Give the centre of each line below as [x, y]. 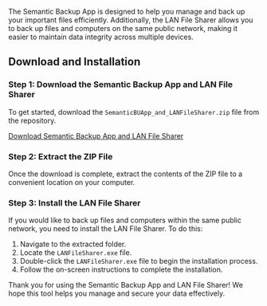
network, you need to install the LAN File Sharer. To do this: [106, 229]
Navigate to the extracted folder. [73, 244]
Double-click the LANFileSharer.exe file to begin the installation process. [139, 261]
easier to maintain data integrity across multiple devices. [101, 37]
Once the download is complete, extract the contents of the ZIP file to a [126, 174]
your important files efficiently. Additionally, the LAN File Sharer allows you [131, 20]
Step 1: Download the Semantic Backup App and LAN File [121, 84]
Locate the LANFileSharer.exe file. [76, 253]
